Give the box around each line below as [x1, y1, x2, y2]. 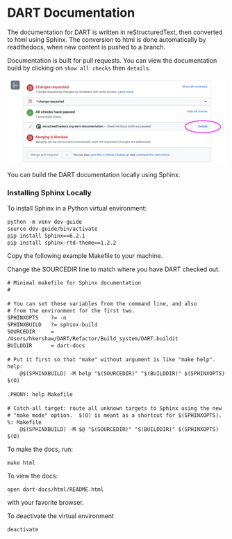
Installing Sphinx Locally [7, 188, 92, 198]
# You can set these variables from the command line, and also [7, 300, 197, 308]
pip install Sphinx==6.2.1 [7, 232, 85, 239]
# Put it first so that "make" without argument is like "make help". [7, 356, 216, 363]
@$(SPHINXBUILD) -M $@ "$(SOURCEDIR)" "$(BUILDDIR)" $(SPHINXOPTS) [19, 425, 219, 433]
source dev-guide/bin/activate [7, 225, 98, 232]
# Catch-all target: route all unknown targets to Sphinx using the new [7, 404, 222, 412]
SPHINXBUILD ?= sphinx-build [7, 321, 98, 328]
